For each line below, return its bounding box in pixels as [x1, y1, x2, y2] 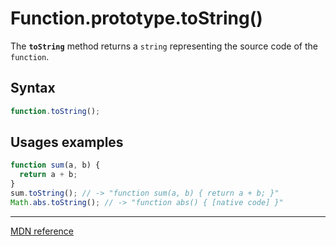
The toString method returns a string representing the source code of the [10, 40, 318, 52]
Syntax [10, 80, 56, 97]
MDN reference [10, 225, 75, 237]
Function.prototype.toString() [10, 7, 263, 30]
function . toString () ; [10, 106, 101, 116]
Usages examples [10, 134, 124, 151]
